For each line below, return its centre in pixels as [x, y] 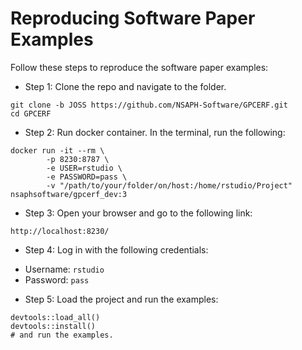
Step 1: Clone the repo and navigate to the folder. [125, 86]
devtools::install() [53, 326]
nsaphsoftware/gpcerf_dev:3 [69, 194]
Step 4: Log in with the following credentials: [116, 249]
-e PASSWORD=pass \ [87, 177]
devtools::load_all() [55, 317]
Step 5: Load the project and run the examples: [121, 299]
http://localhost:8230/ [60, 231]
